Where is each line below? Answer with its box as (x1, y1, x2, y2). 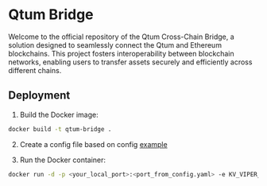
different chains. (8, 65, 62, 75)
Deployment (8, 89, 71, 103)
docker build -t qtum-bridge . (8, 125, 112, 133)
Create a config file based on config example (19, 139, 168, 149)
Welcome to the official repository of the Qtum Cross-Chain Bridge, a (8, 32, 234, 41)
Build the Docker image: (19, 110, 99, 119)
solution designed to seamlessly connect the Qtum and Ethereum (8, 40, 222, 49)
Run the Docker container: (19, 155, 106, 165)
